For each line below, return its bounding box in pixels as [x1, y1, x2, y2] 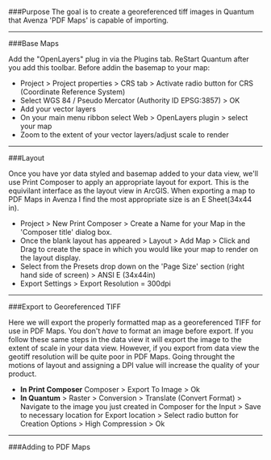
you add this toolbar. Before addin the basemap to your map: [8, 63, 211, 72]
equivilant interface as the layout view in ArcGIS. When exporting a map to [8, 186, 256, 195]
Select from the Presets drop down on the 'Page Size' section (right [19, 261, 244, 271]
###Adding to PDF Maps [8, 442, 91, 451]
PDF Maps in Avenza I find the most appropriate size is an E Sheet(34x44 [8, 194, 252, 204]
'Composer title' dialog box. [19, 228, 113, 236]
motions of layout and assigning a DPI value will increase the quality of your [8, 361, 260, 370]
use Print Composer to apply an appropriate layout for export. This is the [8, 178, 249, 186]
